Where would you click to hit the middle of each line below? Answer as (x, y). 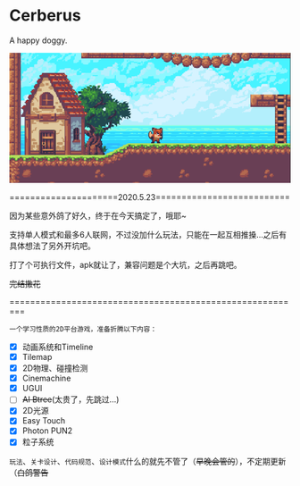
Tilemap (37, 356)
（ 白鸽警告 (29, 472)
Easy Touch (44, 421)
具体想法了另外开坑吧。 (52, 246)
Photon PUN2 (47, 431)
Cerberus (46, 16)
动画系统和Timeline (58, 347)
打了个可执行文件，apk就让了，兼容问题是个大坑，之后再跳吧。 (126, 264)
